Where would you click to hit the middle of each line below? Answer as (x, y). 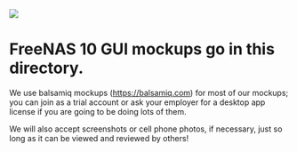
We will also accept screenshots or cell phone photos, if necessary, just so (146, 129)
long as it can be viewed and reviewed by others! (99, 138)
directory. (47, 68)
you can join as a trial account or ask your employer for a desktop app (137, 102)
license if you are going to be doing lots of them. (98, 111)
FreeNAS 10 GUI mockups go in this (142, 49)
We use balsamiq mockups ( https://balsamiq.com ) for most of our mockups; (149, 92)
